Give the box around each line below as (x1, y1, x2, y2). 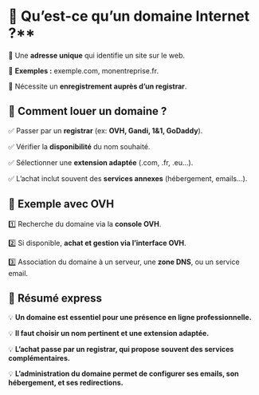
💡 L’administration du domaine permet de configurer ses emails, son (8, 369, 239, 378)
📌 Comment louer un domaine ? (8, 105, 167, 118)
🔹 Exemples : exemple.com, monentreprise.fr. (8, 65, 159, 75)
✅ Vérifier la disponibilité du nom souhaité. (8, 141, 151, 151)
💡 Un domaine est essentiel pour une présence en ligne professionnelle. (8, 313, 253, 322)
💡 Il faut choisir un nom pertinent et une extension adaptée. (8, 329, 210, 338)
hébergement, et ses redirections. (8, 378, 124, 388)
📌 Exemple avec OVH (8, 197, 114, 211)
